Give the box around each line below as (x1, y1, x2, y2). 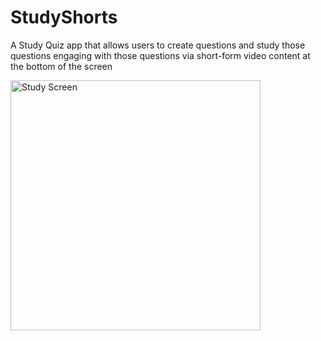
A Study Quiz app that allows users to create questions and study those (10, 39, 306, 51)
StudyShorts (10, 6, 118, 29)
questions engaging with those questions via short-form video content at (10, 49, 311, 61)
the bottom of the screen (10, 60, 113, 72)
